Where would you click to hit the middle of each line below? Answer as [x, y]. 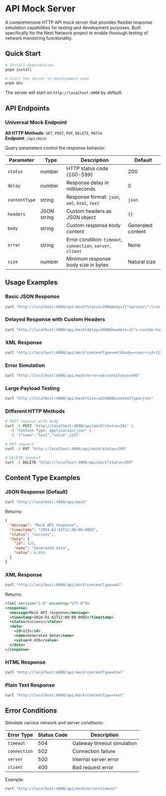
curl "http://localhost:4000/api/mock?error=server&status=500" [73, 376]
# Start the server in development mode [47, 79]
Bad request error [93, 767]
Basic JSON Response [32, 296]
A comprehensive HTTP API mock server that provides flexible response [79, 22]
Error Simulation [25, 365]
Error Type [21, 735]
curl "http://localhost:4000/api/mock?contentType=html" [65, 672]
